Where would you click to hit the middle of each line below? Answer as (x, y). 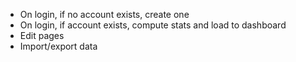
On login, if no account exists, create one (104, 14)
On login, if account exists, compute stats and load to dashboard (153, 25)
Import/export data (58, 46)
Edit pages (42, 35)
